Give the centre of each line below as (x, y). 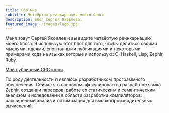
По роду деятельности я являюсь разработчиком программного (75, 79)
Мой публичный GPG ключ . (35, 70)
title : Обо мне (21, 10)
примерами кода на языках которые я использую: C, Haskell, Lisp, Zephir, (84, 54)
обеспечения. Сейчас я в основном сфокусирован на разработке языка (83, 85)
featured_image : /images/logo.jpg (42, 24)
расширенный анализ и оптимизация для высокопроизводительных (79, 101)
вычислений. (19, 106)
